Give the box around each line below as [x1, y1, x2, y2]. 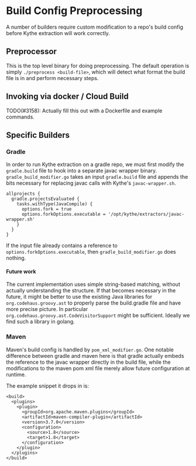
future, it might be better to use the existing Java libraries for [6, 294, 153, 301]
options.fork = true [21, 206, 72, 212]
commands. [6, 113, 35, 120]
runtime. [6, 371, 26, 378]
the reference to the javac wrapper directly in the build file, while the [6, 358, 171, 365]
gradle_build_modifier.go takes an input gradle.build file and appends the [6, 174, 188, 181]
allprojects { [6, 191, 41, 197]
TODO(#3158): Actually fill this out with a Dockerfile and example [6, 107, 163, 114]
